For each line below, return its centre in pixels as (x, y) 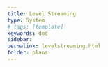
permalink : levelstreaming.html (54, 46)
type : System (26, 20)
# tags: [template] (36, 27)
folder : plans (28, 53)
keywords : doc (28, 33)
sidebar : (20, 40)
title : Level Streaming (42, 14)
